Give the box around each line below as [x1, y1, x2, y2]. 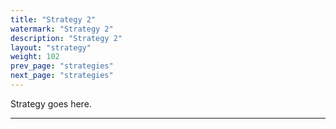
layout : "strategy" [10, 42, 92, 53]
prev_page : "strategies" [10, 61, 114, 71]
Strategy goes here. [10, 97, 92, 110]
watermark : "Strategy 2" [10, 24, 114, 34]
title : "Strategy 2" [10, 14, 97, 25]
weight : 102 [10, 52, 60, 62]
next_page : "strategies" [10, 71, 114, 81]
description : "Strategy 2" [10, 33, 123, 43]
